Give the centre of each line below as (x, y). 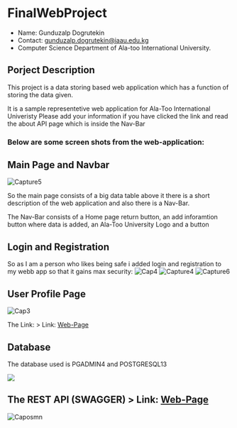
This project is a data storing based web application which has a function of (118, 87)
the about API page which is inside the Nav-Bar (76, 124)
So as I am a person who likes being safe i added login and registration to (115, 264)
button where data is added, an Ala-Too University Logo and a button (108, 224)
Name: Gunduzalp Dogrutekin (61, 33)
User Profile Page (47, 293)
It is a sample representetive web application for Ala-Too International (109, 109)
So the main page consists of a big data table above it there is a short (109, 196)
